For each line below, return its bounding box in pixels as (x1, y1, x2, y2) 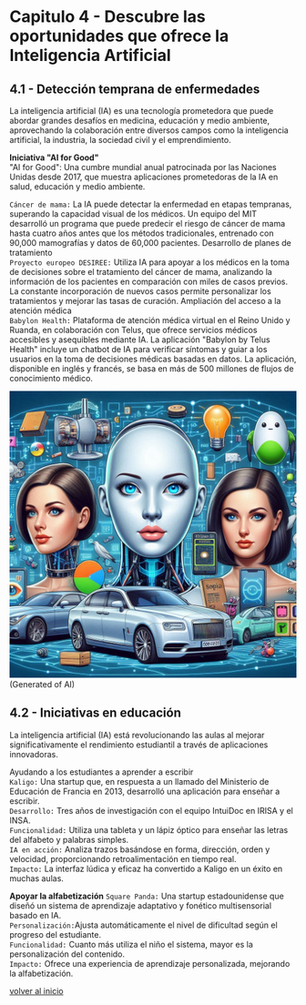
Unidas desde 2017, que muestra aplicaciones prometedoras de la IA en (9, 171, 279, 182)
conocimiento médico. (9, 373, 94, 383)
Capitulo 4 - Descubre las (9, 6, 207, 27)
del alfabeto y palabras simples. (9, 834, 129, 845)
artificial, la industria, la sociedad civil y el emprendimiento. (9, 135, 231, 145)
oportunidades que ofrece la (9, 25, 229, 46)
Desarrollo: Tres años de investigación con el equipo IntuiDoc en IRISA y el (9, 805, 293, 816)
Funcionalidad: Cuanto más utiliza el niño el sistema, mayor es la (9, 939, 253, 949)
